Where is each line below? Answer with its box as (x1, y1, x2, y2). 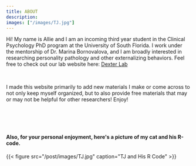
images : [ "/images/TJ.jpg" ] (6, 19, 75, 25)
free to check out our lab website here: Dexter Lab (6, 61, 128, 68)
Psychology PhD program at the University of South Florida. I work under (6, 42, 183, 49)
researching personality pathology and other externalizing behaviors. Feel (6, 54, 185, 62)
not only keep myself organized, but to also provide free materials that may (6, 89, 188, 97)
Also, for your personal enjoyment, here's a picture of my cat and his (6, 133, 177, 140)
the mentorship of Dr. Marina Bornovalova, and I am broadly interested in (6, 48, 182, 55)
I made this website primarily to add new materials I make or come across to (6, 84, 190, 91)
